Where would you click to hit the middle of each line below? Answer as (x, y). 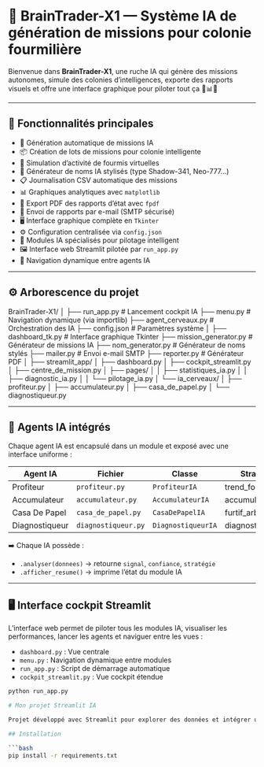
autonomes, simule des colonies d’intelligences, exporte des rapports (121, 80)
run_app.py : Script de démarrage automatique (95, 669)
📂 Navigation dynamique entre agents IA (85, 260)
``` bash (21, 748)
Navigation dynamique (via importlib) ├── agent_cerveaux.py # (111, 320)
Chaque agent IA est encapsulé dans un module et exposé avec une (119, 446)
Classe (185, 474)
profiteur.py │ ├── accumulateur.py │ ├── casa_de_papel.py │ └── (119, 387)
